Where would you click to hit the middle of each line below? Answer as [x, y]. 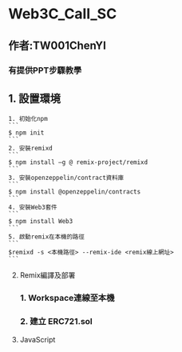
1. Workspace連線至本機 [67, 298]
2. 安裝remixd [31, 149]
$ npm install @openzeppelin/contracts [75, 192]
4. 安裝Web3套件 [33, 208]
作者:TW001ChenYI [57, 45]
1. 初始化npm [28, 119]
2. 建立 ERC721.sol [56, 322]
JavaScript [38, 339]
